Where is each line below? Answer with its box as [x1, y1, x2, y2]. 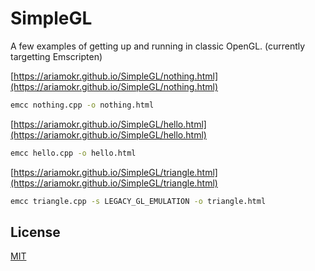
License [10, 223, 61, 241]
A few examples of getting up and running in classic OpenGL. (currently [10, 40, 306, 52]
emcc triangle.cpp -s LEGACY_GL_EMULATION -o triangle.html [10, 196, 267, 206]
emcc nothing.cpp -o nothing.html [10, 100, 155, 110]
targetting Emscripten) [10, 50, 103, 62]
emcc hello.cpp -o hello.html [10, 148, 137, 158]
